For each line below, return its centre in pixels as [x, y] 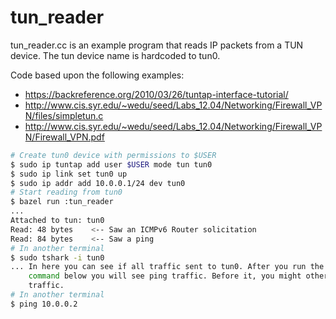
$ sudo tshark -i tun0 [57, 257]
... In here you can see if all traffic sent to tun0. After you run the [167, 267]
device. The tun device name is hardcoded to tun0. [115, 55]
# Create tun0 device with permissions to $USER [113, 155]
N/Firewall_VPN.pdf [64, 137]
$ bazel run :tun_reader [62, 202]
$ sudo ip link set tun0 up [69, 174]
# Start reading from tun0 [66, 192]
